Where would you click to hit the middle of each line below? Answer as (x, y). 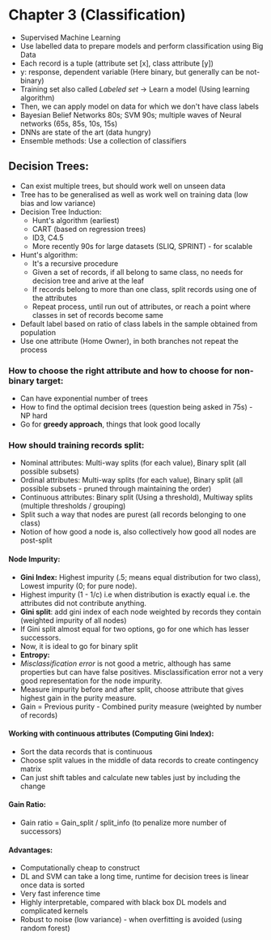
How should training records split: (76, 445)
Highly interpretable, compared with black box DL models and (123, 903)
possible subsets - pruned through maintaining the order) (116, 489)
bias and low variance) (58, 203)
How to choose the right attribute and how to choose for (121, 371)
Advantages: (31, 850)
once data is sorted (52, 885)
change (33, 786)
